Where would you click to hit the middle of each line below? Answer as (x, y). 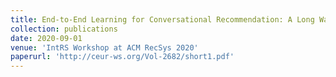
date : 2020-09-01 (46, 38)
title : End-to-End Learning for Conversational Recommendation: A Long (162, 19)
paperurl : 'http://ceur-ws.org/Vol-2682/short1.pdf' (122, 57)
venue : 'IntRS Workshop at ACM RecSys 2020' (104, 47)
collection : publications (64, 29)
